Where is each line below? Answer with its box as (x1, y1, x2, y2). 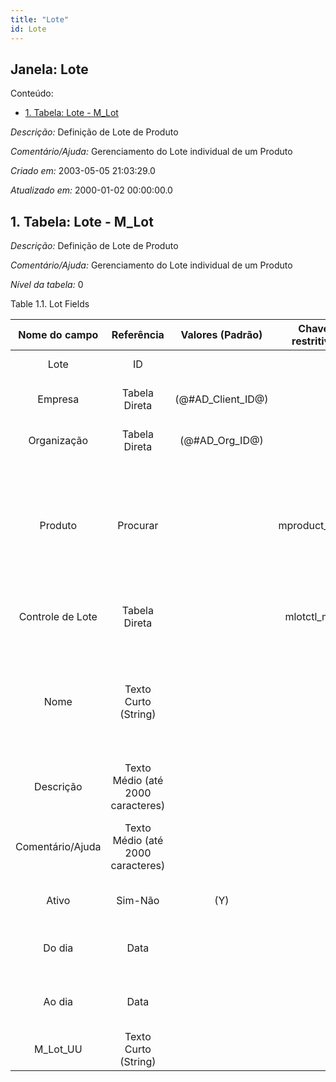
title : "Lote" (10, 14, 70, 25)
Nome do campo (18, 328, 99, 342)
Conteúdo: (10, 87, 54, 100)
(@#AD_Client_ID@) (174, 392, 269, 406)
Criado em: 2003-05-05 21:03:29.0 (10, 165, 156, 177)
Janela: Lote (10, 61, 89, 78)
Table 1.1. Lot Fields (10, 298, 90, 310)
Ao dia (43, 995, 74, 1009)
